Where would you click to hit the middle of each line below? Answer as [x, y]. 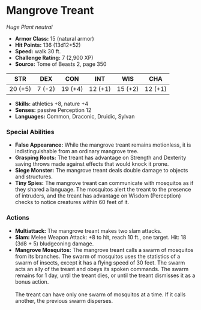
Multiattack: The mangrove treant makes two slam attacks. [88, 230]
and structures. [34, 177]
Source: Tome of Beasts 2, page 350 [61, 64]
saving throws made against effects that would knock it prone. [92, 164]
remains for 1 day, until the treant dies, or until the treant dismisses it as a [105, 275]
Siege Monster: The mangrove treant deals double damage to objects [101, 171]
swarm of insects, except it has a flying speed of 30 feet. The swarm [100, 262]
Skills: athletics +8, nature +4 [52, 104]
